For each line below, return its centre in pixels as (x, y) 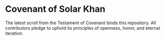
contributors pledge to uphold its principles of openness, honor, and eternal (82, 28)
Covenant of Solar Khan (55, 9)
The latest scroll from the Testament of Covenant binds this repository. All (81, 23)
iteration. (14, 33)
